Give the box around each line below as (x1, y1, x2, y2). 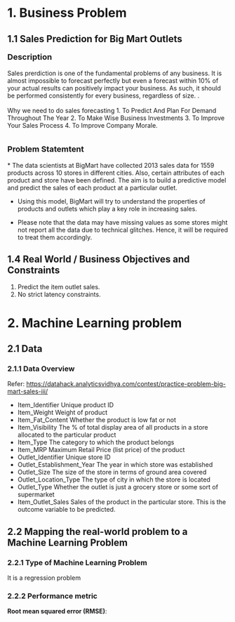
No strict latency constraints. (17, 290, 101, 299)
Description (7, 51, 53, 62)
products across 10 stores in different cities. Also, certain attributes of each (7, 168, 224, 177)
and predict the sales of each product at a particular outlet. (7, 183, 177, 192)
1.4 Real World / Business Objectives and (7, 253, 190, 265)
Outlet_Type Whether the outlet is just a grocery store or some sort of (17, 483, 219, 491)
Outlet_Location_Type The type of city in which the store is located (17, 475, 210, 484)
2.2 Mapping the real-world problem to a (7, 525, 188, 538)
